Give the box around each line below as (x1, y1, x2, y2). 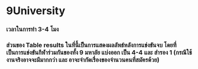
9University (6, 4, 66, 18)
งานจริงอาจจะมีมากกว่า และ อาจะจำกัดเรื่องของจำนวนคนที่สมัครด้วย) (6, 56, 160, 64)
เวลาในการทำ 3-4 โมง (6, 25, 59, 34)
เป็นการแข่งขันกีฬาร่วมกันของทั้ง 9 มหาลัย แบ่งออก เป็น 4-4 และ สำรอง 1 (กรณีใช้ (6, 48, 193, 57)
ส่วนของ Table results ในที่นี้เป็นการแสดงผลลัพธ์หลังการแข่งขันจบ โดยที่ (6, 41, 177, 50)
